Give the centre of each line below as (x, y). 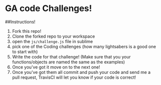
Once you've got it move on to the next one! (56, 67)
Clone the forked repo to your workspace (54, 36)
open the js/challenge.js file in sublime (53, 41)
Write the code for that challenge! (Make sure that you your (72, 57)
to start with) (25, 52)
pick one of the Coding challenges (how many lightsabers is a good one (84, 46)
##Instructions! (20, 22)
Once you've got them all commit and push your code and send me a (81, 72)
